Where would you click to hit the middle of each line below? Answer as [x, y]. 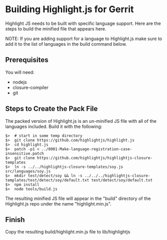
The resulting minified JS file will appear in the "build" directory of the [78, 198]
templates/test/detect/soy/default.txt [47, 180]
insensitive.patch [25, 153]
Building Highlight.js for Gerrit [70, 9]
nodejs [19, 82]
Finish [15, 219]
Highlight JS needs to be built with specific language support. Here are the [83, 23]
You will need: [20, 72]
